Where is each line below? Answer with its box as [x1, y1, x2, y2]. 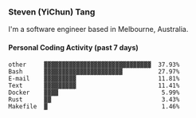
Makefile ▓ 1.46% [8, 102, 180, 110]
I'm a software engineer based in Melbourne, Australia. [8, 25, 189, 34]
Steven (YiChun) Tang [8, 6, 96, 18]
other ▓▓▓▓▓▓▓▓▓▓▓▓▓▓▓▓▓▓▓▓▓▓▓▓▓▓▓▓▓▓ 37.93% [8, 61, 180, 69]
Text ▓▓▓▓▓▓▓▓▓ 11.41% [8, 81, 180, 89]
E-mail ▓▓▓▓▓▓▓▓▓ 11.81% [8, 74, 180, 82]
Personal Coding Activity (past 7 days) [8, 42, 139, 52]
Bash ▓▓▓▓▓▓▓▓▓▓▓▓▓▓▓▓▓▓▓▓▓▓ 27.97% [8, 67, 180, 76]
